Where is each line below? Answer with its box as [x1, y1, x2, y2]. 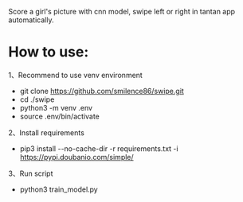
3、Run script [8, 169, 53, 178]
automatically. [8, 15, 54, 25]
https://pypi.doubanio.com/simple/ [19, 152, 134, 161]
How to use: [8, 43, 89, 61]
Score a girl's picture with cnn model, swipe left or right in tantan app [8, 7, 236, 16]
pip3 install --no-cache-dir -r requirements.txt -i [19, 143, 178, 153]
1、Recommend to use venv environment [8, 70, 143, 80]
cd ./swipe [19, 95, 55, 104]
